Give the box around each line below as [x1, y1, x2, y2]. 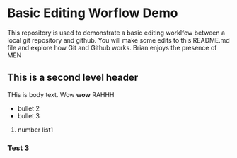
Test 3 [7, 143, 30, 153]
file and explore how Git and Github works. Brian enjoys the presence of [7, 43, 217, 52]
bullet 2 [17, 104, 40, 113]
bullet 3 [17, 111, 40, 120]
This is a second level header [7, 72, 139, 84]
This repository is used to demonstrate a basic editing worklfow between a [7, 28, 225, 37]
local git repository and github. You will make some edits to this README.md [7, 35, 230, 44]
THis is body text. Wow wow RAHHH [7, 90, 115, 98]
